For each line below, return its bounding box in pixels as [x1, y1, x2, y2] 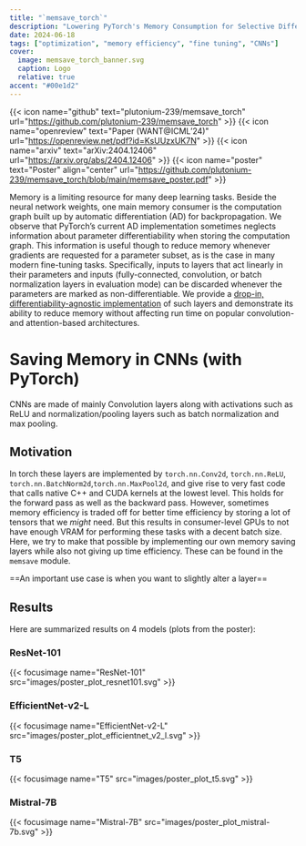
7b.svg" [9, 826, 39, 838]
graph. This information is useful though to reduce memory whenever [9, 240, 270, 250]
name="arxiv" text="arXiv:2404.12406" [9, 145, 158, 156]
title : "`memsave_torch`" [9, 13, 107, 23]
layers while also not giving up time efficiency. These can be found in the [9, 545, 284, 556]
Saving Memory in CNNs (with [9, 349, 243, 370]
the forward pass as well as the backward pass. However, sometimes [9, 497, 270, 508]
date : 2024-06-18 [9, 30, 76, 39]
